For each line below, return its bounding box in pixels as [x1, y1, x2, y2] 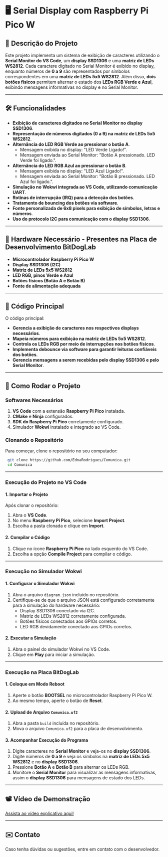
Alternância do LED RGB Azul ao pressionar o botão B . [12, 162, 126, 168]
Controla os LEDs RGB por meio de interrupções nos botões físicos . [12, 341, 155, 347]
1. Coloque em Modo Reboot [5, 681, 65, 687]
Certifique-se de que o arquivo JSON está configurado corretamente [12, 597, 155, 603]
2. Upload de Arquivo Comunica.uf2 [5, 709, 78, 715]
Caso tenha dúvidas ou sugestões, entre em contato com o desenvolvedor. [5, 846, 160, 852]
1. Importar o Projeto [5, 491, 48, 497]
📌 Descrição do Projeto [5, 39, 78, 48]
